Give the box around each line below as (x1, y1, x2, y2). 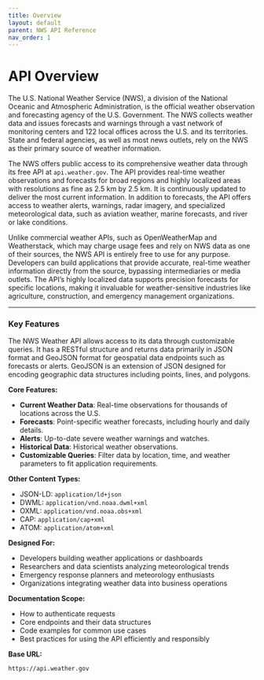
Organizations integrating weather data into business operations (19, 578, 228, 588)
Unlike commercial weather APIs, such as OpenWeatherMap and (8, 233, 218, 243)
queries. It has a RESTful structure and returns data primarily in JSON (8, 344, 233, 355)
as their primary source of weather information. (8, 143, 162, 154)
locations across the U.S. (19, 409, 101, 418)
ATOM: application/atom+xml (19, 523, 115, 533)
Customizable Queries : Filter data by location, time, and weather (19, 451, 231, 460)
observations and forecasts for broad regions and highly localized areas (8, 176, 241, 185)
